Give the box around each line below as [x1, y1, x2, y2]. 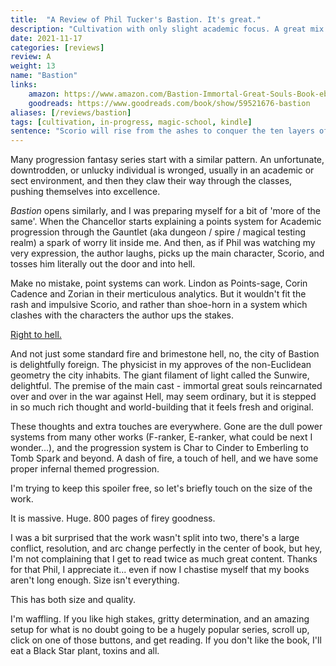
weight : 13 [10, 61, 56, 71]
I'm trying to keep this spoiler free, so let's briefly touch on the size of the [10, 482, 313, 495]
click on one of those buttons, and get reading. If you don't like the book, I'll [10, 634, 322, 646]
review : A [10, 52, 52, 62]
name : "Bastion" [10, 71, 78, 81]
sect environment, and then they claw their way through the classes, [10, 175, 293, 187]
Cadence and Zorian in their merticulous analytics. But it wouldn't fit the [10, 288, 307, 300]
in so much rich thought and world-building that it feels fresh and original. [10, 401, 314, 413]
